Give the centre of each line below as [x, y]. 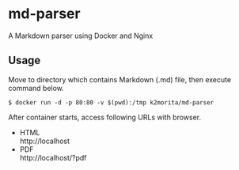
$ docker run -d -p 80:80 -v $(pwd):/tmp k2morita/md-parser [111, 102]
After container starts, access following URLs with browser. [105, 117]
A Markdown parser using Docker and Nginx [81, 36]
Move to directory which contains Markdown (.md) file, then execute [120, 79]
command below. [36, 88]
